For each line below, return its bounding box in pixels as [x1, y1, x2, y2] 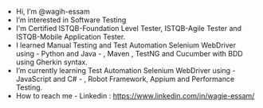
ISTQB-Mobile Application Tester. [15, 32, 126, 41]
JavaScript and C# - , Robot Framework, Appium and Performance [15, 75, 235, 83]
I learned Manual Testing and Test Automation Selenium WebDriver [15, 40, 237, 50]
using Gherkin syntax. [15, 57, 88, 67]
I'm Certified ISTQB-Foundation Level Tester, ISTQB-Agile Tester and [15, 24, 241, 33]
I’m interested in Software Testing [15, 15, 127, 25]
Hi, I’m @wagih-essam [15, 7, 90, 16]
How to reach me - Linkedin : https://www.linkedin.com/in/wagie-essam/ [15, 91, 255, 100]
